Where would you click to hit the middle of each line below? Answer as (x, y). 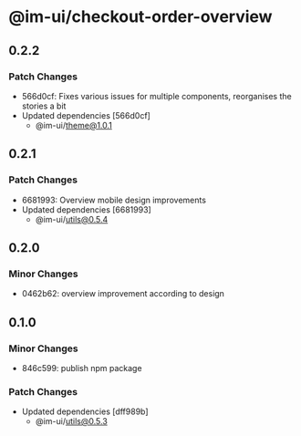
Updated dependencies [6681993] (86, 209)
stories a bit (44, 106)
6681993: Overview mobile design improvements (114, 200)
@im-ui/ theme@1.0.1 (74, 125)
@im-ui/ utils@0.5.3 (72, 421)
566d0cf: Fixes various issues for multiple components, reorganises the (157, 96)
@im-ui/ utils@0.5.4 (72, 219)
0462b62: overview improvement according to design (123, 294)
